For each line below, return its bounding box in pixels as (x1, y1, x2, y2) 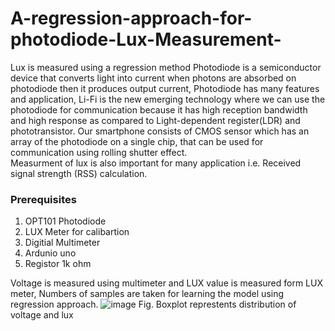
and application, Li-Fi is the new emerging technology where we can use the (10, 93, 326, 105)
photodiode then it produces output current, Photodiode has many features (10, 82, 320, 94)
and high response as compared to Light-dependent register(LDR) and (10, 114, 301, 126)
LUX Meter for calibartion (24, 226, 130, 238)
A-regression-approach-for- (10, 7, 253, 30)
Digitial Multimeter (24, 237, 101, 249)
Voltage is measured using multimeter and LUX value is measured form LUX (10, 277, 324, 289)
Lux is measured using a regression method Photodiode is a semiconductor (10, 61, 322, 73)
